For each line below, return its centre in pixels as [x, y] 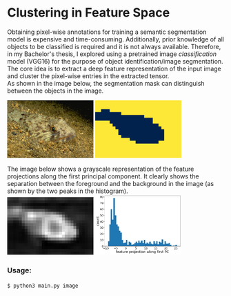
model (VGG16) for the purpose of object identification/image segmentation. [115, 61]
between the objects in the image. [56, 91]
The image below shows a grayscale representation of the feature [101, 169]
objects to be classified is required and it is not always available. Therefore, [114, 46]
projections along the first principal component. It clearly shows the [103, 176]
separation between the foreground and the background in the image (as [111, 184]
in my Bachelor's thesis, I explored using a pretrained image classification [112, 54]
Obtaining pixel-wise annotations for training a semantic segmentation [107, 32]
